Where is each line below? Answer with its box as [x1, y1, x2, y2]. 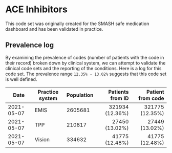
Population [66, 91, 94, 98]
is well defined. [5, 76, 37, 82]
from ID [110, 95, 129, 102]
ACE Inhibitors [5, 4, 68, 15]
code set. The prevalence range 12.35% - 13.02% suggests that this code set [5, 71, 167, 77]
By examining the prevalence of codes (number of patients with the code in [5, 54, 164, 60]
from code [138, 95, 164, 102]
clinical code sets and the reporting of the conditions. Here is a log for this [5, 65, 162, 71]
